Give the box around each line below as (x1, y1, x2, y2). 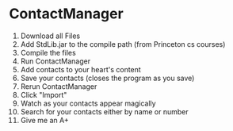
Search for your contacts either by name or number (20, 106, 189, 116)
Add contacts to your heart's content (20, 64, 141, 74)
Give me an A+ (20, 115, 70, 125)
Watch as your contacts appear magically (20, 98, 157, 108)
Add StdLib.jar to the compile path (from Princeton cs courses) (20, 39, 226, 48)
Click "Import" (20, 90, 67, 99)
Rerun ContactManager (20, 81, 97, 91)
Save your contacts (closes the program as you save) (20, 73, 195, 83)
